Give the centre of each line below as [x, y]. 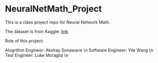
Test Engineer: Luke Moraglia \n [37, 55]
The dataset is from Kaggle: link [37, 31]
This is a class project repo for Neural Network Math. [58, 22]
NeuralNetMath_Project [54, 9]
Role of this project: [24, 41]
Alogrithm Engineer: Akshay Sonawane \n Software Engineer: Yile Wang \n [79, 50]
